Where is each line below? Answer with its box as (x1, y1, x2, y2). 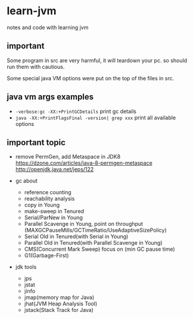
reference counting (24, 189, 72, 196)
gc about (15, 177, 38, 185)
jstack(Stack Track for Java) (24, 307, 94, 314)
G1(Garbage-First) (24, 252, 69, 259)
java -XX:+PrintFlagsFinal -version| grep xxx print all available (15, 114, 176, 121)
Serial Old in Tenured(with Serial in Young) (24, 233, 129, 240)
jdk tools (15, 263, 37, 271)
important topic (7, 137, 66, 147)
